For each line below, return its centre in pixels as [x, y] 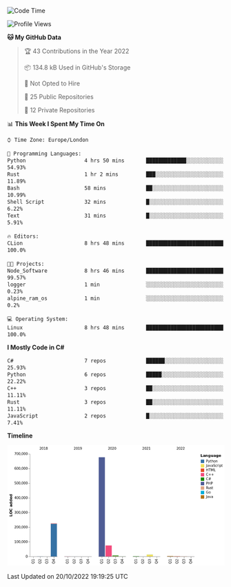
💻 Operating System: [38, 319]
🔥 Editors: [23, 236]
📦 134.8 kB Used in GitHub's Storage [77, 68]
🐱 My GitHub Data [34, 37]
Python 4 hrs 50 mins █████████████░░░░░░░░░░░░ [115, 161]
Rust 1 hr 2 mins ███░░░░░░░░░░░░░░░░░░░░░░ [115, 174]
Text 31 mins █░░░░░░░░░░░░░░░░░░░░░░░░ [115, 216]
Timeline [20, 435]
